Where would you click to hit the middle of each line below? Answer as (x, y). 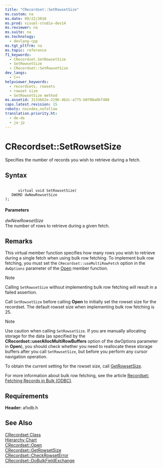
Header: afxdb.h (22, 408)
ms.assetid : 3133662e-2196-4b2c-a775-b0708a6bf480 (57, 100)
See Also (19, 423)
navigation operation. (26, 357)
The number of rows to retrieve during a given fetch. (57, 226)
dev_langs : (16, 73)
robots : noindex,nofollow (31, 109)
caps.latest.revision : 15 (31, 104)
